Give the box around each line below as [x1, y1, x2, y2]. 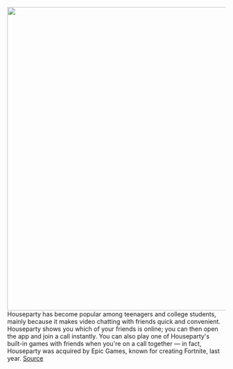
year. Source [7, 354, 44, 362]
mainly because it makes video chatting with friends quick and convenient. [7, 318, 221, 325]
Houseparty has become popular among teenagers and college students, [7, 310, 216, 318]
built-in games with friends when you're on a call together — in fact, [7, 340, 202, 347]
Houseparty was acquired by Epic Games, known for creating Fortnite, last [7, 347, 221, 355]
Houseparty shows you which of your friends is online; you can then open [7, 325, 218, 333]
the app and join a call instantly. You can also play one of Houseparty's [7, 332, 210, 340]
